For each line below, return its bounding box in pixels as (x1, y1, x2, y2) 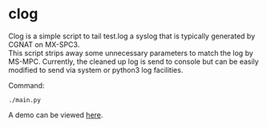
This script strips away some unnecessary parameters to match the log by (8, 48, 254, 58)
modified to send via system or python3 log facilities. (8, 65, 184, 74)
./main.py (8, 96, 42, 104)
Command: (8, 81, 45, 90)
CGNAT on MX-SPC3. (8, 39, 80, 49)
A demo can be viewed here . (8, 109, 103, 120)
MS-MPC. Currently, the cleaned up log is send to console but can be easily (8, 57, 259, 66)
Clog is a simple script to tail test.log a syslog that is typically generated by (8, 31, 255, 41)
